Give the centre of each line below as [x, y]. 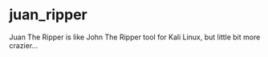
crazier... [24, 45]
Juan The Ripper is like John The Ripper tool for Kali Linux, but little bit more [135, 37]
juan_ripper [48, 15]
